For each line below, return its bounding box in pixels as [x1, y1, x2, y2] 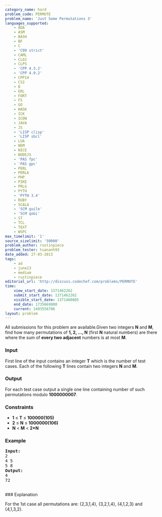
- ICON [14, 116, 27, 121]
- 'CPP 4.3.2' [14, 66, 42, 71]
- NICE [14, 148, 27, 153]
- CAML [14, 52, 27, 58]
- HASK [14, 107, 27, 112]
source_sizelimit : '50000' [5, 239, 60, 243]
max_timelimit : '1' [5, 234, 45, 239]
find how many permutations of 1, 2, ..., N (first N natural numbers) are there [5, 330, 158, 336]
